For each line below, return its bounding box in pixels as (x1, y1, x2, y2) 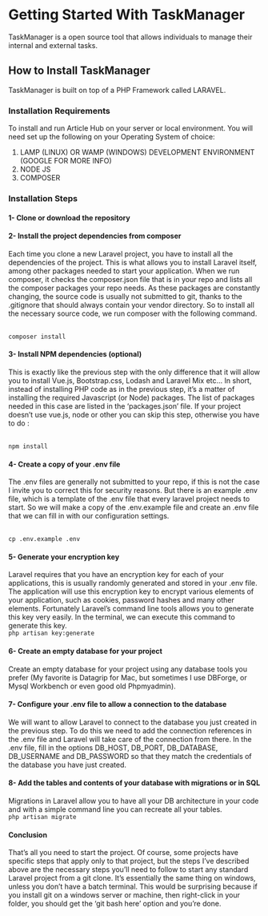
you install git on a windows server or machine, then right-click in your (8, 890, 240, 900)
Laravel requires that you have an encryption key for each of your (8, 570, 224, 579)
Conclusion (8, 829, 48, 839)
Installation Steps (8, 192, 78, 204)
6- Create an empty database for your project (8, 646, 162, 656)
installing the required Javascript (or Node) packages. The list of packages (8, 393, 255, 402)
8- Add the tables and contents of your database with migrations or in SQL (8, 778, 261, 788)
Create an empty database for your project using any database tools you (8, 664, 248, 674)
